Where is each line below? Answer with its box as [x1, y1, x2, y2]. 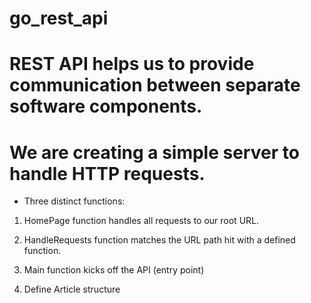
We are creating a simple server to [9, 141, 300, 164]
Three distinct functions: [23, 195, 126, 207]
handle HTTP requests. [9, 162, 206, 185]
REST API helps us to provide [9, 53, 255, 76]
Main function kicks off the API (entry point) [23, 264, 205, 276]
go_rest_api [9, 7, 109, 30]
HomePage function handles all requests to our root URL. [23, 215, 260, 227]
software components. [9, 95, 203, 118]
